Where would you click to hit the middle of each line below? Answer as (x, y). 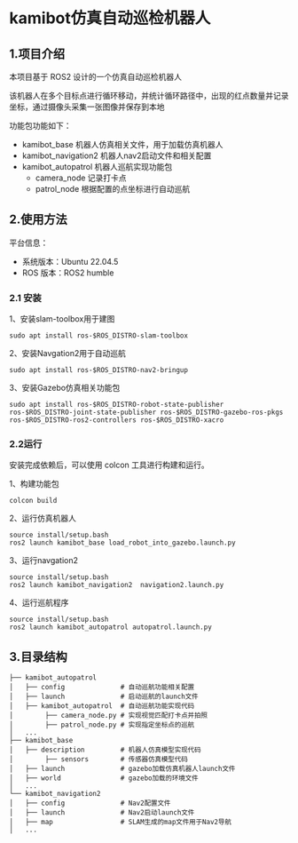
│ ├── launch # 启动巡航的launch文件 (104, 697)
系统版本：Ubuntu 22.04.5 (70, 261)
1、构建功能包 (34, 484)
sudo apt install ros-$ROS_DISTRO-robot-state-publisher (117, 405)
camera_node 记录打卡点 (81, 178)
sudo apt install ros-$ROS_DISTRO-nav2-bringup (99, 370)
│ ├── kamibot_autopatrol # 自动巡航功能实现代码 (102, 706)
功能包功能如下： (40, 126)
